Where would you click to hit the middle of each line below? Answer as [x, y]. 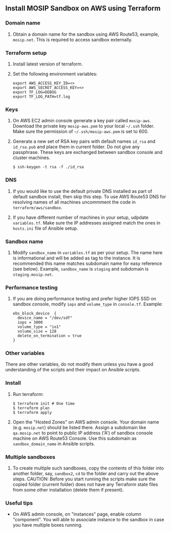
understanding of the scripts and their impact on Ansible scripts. [73, 370]
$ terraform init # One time [44, 404]
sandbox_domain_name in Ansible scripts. [54, 443]
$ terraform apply [32, 412]
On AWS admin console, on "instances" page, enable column [77, 514]
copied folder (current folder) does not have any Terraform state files [85, 484]
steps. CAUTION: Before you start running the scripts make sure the [84, 479]
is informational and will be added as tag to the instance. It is [76, 258]
